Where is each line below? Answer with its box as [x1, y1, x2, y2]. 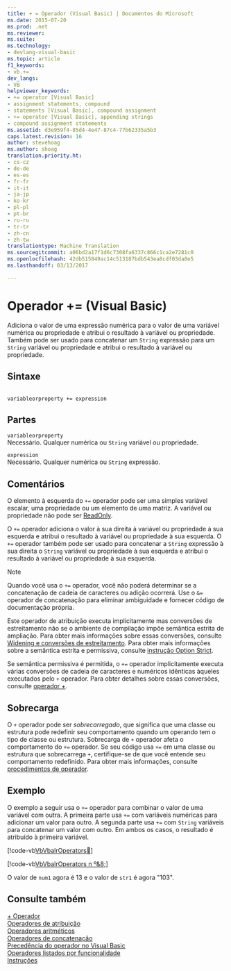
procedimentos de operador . [7, 765, 89, 773]
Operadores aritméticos [7, 927, 75, 935]
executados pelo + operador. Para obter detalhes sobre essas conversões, [7, 674, 220, 683]
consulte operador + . [7, 682, 68, 690]
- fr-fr [7, 178, 30, 185]
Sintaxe [7, 371, 41, 383]
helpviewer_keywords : [7, 88, 70, 94]
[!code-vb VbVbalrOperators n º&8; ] [7, 859, 109, 868]
